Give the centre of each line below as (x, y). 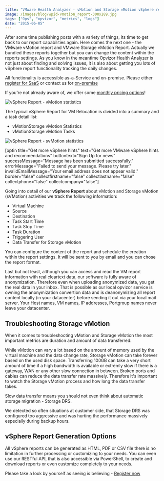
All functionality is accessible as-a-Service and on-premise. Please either (79, 78)
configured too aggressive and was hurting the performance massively (76, 416)
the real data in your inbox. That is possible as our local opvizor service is (79, 288)
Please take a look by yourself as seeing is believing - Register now (73, 473)
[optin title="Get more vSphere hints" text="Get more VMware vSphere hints (82, 150)
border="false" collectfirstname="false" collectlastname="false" (70, 176)
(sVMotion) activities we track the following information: (61, 196)
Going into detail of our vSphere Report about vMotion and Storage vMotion (82, 191)
